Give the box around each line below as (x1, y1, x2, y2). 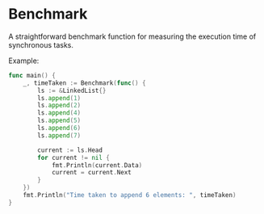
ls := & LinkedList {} (37, 86, 107, 94)
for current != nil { (37, 153, 111, 162)
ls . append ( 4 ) (37, 109, 82, 117)
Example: (8, 56, 40, 65)
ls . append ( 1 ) (37, 94, 82, 102)
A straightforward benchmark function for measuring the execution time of (8, 31, 257, 41)
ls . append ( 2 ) (37, 102, 82, 110)
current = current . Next (51, 169, 132, 177)
